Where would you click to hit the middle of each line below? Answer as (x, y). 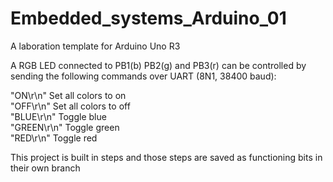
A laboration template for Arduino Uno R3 (95, 46)
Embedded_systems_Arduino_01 (148, 18)
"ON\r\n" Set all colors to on (68, 95)
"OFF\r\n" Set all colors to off (70, 106)
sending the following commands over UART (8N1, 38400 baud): (143, 76)
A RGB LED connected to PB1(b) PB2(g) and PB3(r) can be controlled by (158, 65)
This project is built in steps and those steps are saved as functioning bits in (166, 157)
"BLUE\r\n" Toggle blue (58, 116)
